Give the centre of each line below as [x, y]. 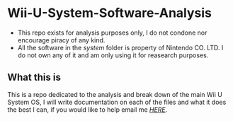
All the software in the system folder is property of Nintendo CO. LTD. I [120, 47]
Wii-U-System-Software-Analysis [110, 13]
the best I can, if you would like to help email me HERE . [87, 109]
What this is [34, 77]
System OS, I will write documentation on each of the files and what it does [117, 102]
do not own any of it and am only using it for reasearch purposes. [113, 55]
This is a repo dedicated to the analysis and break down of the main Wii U [115, 94]
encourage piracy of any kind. [61, 40]
